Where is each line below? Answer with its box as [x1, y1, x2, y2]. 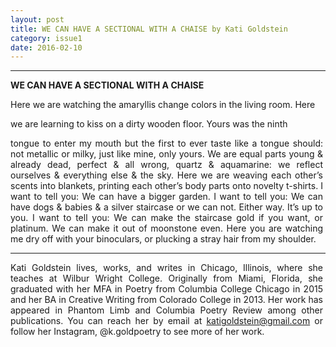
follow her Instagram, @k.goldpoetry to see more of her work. [10, 326, 265, 338]
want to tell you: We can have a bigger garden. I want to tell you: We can [10, 191, 323, 203]
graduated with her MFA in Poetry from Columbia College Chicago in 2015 [10, 283, 323, 295]
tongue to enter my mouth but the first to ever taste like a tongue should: [10, 137, 323, 150]
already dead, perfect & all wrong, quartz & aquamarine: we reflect [10, 159, 323, 171]
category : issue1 [10, 33, 83, 43]
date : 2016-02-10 [10, 42, 83, 53]
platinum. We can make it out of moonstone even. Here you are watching [10, 222, 323, 235]
